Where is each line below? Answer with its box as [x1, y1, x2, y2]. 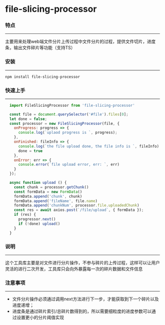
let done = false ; [9, 117, 48, 121]
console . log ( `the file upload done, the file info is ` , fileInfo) [18, 144, 160, 148]
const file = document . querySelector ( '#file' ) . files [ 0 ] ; [9, 112, 129, 117]
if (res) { [14, 212, 36, 217]
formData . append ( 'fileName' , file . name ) [14, 198, 98, 204]
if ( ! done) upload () [18, 221, 60, 226]
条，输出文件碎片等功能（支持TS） [5, 45, 76, 51]
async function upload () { [9, 180, 67, 185]
